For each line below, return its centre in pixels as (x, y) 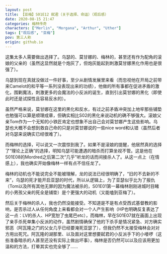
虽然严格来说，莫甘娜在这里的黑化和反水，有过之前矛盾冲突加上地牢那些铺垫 (83, 109)
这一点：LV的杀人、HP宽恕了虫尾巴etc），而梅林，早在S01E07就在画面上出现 (83, 215)
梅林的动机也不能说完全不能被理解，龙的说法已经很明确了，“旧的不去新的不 (83, 173)
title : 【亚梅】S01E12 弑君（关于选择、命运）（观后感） (57, 14)
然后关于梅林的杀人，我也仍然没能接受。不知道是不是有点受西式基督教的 (79, 203)
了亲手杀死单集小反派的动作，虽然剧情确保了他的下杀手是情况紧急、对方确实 (83, 221)
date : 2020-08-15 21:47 (30, 19)
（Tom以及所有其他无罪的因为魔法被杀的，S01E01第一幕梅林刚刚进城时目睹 (82, 186)
